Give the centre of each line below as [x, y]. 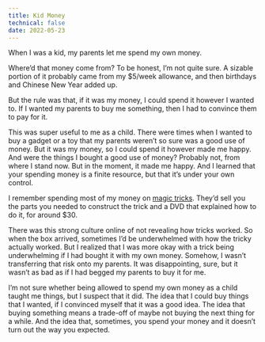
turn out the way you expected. [59, 330]
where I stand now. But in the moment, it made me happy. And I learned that [132, 166]
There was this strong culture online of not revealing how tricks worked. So [131, 230]
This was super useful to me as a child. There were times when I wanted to [130, 132]
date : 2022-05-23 [37, 30]
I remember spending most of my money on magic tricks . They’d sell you [127, 198]
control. [21, 183]
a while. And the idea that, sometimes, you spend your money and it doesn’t [132, 321]
